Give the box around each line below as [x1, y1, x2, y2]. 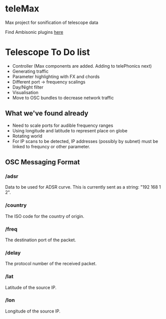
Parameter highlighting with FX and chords [12, 73, 100, 80]
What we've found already [5, 109, 89, 117]
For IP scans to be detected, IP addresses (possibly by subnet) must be [12, 138, 159, 144]
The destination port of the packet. [5, 237, 76, 243]
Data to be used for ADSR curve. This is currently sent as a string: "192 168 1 [5, 184, 161, 190]
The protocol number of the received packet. [5, 261, 97, 267]
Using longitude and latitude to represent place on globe [12, 127, 128, 133]
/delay [5, 249, 21, 256]
